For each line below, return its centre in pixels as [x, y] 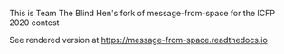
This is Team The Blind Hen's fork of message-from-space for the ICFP [142, 13]
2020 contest [34, 22]
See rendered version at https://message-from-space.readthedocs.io [139, 40]
